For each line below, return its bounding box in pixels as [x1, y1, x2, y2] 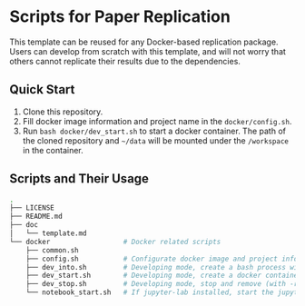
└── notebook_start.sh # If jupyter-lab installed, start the [25, 288, 274, 297]
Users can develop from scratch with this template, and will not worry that [9, 45, 286, 56]
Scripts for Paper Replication [9, 6, 231, 27]
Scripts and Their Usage [9, 171, 150, 187]
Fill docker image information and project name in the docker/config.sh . [22, 115, 292, 126]
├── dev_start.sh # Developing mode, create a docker [25, 271, 261, 281]
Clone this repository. [22, 106, 103, 117]
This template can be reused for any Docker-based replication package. [9, 36, 279, 47]
